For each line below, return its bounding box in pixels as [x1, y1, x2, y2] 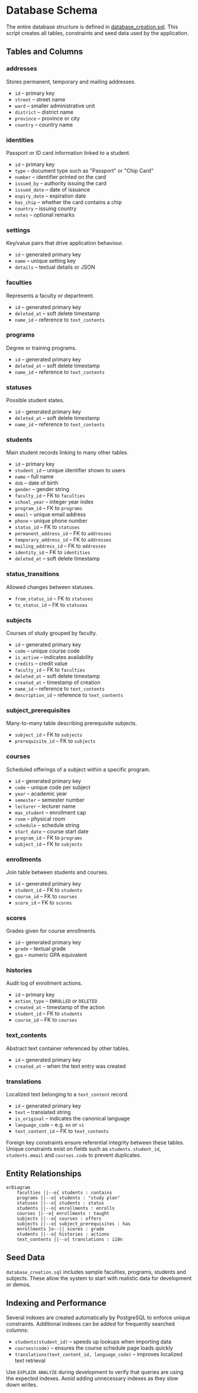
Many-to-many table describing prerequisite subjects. [6, 720, 138, 727]
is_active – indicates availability [14, 654, 94, 660]
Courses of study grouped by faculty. [6, 629, 98, 637]
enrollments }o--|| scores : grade [17, 1226, 105, 1232]
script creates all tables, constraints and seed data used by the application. [6, 29, 189, 36]
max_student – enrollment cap [14, 809, 86, 816]
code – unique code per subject [14, 784, 90, 791]
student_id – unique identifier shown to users [14, 467, 126, 474]
